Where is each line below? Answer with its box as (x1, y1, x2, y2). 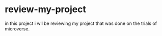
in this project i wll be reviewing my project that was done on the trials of (5, 20, 157, 26)
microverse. (5, 25, 30, 31)
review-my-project (5, 4, 86, 15)
